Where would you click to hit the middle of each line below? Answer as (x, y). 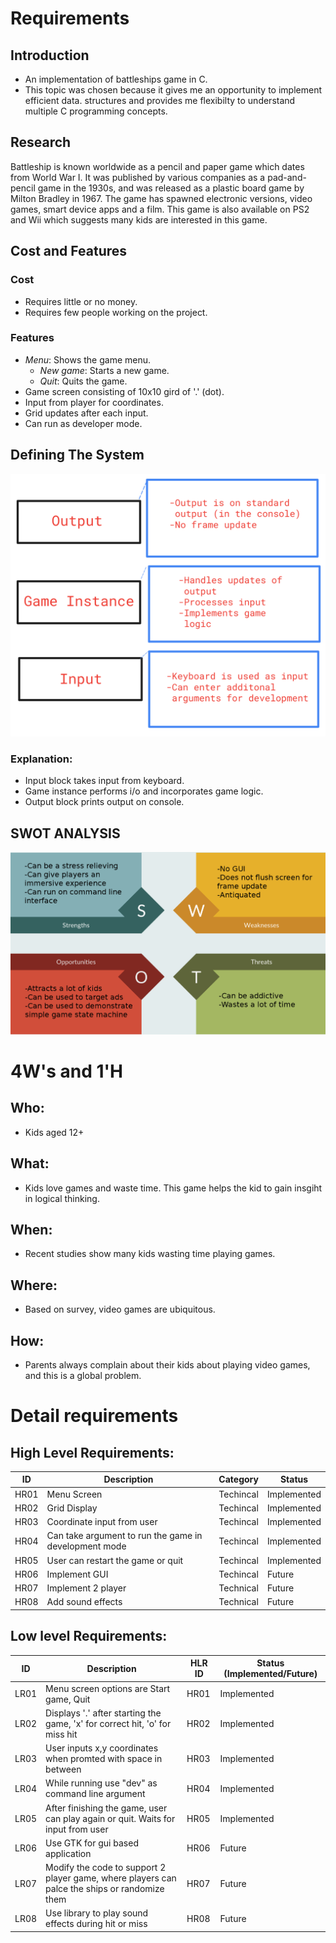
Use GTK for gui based (92, 1843)
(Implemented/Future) (270, 1674)
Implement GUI (77, 1574)
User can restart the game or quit (115, 1560)
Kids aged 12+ (54, 1132)
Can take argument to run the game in (124, 1536)
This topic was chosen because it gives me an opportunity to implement (173, 90)
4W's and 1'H (67, 1071)
